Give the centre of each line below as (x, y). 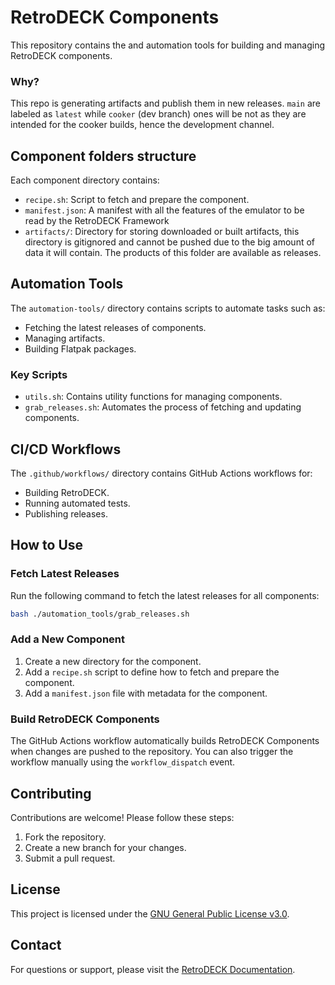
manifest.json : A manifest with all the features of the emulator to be (164, 210)
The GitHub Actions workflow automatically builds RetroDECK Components (165, 741)
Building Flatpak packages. (80, 348)
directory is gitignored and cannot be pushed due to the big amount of (170, 242)
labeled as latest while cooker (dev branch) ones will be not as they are (158, 114)
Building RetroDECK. (67, 492)
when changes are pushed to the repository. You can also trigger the (152, 752)
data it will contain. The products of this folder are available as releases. (173, 253)
